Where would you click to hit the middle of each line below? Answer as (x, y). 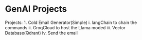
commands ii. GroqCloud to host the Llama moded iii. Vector (65, 27)
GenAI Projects (36, 9)
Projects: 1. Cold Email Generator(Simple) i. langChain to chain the (71, 22)
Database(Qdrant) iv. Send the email (41, 33)
